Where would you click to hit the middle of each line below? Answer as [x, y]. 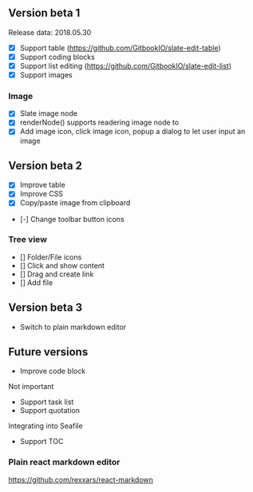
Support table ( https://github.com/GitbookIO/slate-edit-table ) [120, 48]
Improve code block [53, 371]
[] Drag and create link [57, 274]
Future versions [48, 352]
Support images [46, 75]
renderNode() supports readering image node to [99, 122]
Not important [31, 387]
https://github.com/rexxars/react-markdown [81, 479]
